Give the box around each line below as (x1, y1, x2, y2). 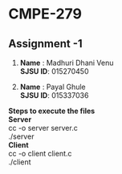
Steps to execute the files (8, 106, 96, 115)
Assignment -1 (8, 37, 83, 51)
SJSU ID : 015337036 (19, 91, 89, 100)
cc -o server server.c (8, 123, 78, 132)
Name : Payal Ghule (19, 82, 86, 91)
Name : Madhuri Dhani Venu (19, 58, 114, 67)
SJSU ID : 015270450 (19, 67, 89, 76)
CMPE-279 (8, 5, 83, 23)
